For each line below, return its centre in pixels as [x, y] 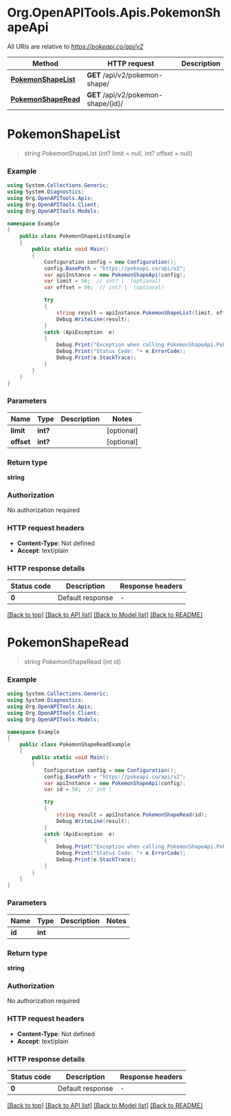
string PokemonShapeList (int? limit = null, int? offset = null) [108, 153]
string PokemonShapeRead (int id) [73, 661]
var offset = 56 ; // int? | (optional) [104, 287]
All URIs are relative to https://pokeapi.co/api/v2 [75, 46]
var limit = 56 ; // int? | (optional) [102, 281]
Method [45, 63]
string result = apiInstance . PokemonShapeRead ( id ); [132, 815]
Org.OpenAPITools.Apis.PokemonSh [114, 13]
